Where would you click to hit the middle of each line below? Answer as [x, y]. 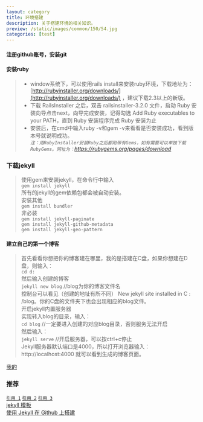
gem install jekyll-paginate [58, 219]
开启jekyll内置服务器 [46, 309]
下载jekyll [21, 165]
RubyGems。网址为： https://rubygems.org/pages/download [101, 149]
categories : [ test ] [31, 34]
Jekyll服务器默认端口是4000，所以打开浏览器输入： [85, 347]
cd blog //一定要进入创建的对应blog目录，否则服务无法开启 [94, 324]
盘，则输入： [37, 266]
